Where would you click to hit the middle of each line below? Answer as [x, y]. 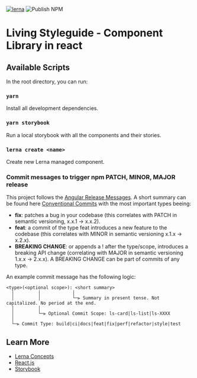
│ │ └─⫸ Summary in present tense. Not [85, 298]
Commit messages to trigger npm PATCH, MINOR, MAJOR [91, 177]
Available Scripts [38, 67]
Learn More [28, 342]
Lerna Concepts [34, 356]
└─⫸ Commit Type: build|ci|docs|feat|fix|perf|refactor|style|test [96, 324]
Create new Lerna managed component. [55, 161]
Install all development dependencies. [52, 108]
